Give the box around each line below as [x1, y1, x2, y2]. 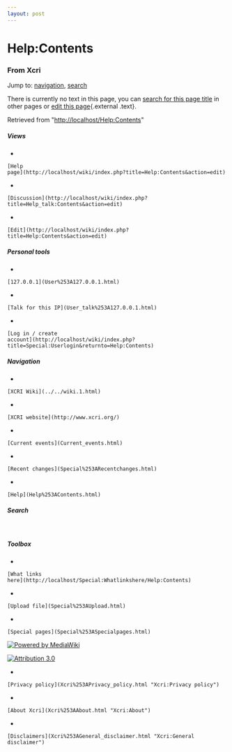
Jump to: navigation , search [7, 81, 87, 89]
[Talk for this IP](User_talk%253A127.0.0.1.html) [7, 305, 157, 312]
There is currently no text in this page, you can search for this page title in [7, 95, 219, 103]
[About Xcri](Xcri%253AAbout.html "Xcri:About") [7, 707, 151, 714]
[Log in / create [7, 330, 58, 338]
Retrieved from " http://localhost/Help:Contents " [7, 116, 144, 124]
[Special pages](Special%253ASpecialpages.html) [7, 628, 151, 635]
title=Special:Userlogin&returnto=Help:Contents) [7, 342, 155, 349]
